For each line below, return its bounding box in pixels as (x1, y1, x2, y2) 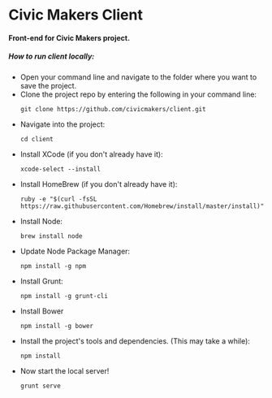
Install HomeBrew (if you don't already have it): (19, 179, 178, 188)
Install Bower (19, 306, 64, 316)
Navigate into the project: (19, 119, 106, 129)
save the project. (19, 80, 77, 90)
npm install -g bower (19, 322, 93, 330)
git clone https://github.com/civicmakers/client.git (19, 105, 206, 113)
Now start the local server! (19, 366, 110, 375)
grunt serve (19, 382, 61, 390)
